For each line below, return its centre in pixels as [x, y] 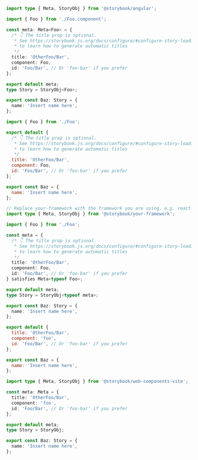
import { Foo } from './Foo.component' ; [57, 19]
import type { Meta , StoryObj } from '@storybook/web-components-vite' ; [97, 382]
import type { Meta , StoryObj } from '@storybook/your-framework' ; [91, 214]
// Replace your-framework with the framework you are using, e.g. [91, 209]
